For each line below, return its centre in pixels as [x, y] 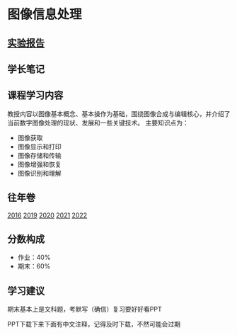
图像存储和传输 [39, 155]
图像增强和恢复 [39, 164]
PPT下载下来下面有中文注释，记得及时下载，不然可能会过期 [94, 324]
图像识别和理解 [39, 173]
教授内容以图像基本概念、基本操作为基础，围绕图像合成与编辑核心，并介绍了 [119, 113]
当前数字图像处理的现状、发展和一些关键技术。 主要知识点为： [98, 123]
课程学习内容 [35, 95]
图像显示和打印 [39, 147]
